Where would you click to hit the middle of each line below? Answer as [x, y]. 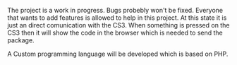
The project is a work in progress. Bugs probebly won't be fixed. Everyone [115, 10]
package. [21, 40]
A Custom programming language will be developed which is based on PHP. [118, 54]
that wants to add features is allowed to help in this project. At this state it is [117, 18]
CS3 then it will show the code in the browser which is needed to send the [115, 32]
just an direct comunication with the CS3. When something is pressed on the [119, 25]
